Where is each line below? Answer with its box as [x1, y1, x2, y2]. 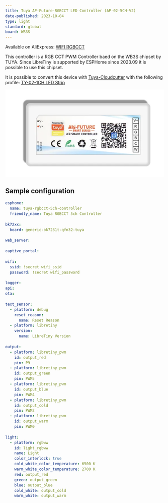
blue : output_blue [14, 482, 53, 488]
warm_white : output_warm [14, 493, 66, 498]
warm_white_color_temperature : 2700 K [14, 467, 96, 472]
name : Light [14, 451, 39, 456]
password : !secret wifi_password [10, 270, 80, 275]
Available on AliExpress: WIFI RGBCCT [5, 44, 85, 50]
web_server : [5, 238, 30, 243]
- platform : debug [10, 307, 49, 312]
